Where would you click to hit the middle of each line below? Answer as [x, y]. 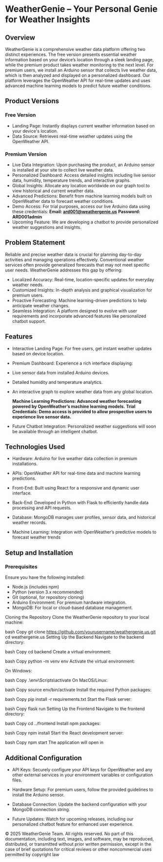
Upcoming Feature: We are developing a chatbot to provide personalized [85, 222]
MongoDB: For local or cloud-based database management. [72, 608]
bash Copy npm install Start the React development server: [64, 733]
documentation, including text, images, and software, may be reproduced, [80, 838]
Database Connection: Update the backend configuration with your [80, 804]
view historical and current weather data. [53, 191]
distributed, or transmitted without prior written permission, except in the [78, 844]
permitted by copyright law [32, 854]
